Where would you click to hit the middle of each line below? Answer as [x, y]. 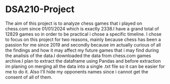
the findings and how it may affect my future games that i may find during [82, 50]
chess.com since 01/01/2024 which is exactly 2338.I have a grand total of [82, 28]
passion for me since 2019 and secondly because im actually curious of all [83, 45]
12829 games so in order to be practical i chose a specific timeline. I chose [83, 34]
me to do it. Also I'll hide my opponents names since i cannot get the [77, 71]
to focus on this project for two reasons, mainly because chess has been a [83, 39]
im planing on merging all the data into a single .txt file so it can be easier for [85, 66]
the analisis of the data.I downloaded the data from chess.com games [78, 55]
